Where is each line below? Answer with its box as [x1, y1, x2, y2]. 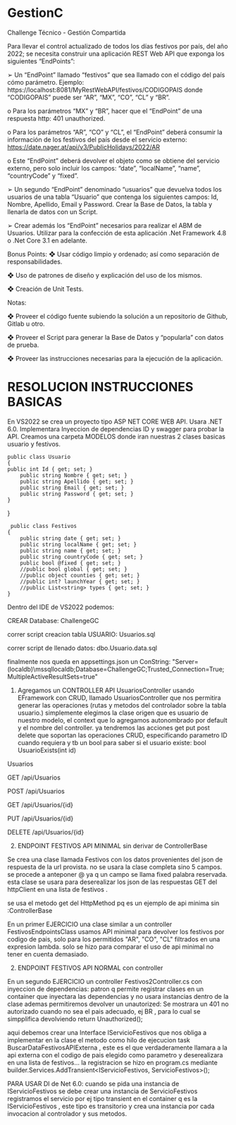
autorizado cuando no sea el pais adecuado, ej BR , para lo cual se [7, 1007, 201, 1016]
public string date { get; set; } [20, 534, 121, 542]
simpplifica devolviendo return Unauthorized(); [7, 1014, 143, 1023]
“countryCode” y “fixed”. [7, 171, 79, 180]
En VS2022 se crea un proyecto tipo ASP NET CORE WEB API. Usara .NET [7, 417, 223, 426]
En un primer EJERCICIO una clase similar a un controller [7, 920, 173, 928]
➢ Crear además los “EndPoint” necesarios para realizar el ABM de [7, 221, 202, 230]
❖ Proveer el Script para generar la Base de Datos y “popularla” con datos [7, 333, 224, 341]
